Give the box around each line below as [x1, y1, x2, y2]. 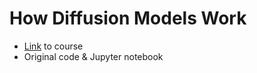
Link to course [23, 40, 84, 52]
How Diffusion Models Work [9, 7, 247, 30]
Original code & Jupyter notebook [23, 50, 164, 62]
